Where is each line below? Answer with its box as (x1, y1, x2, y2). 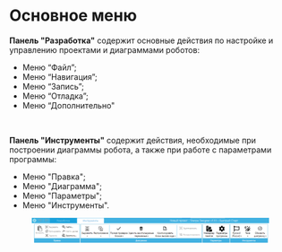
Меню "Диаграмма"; (21, 180, 103, 191)
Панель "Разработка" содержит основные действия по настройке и (9, 35, 274, 46)
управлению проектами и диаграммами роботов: (9, 44, 200, 55)
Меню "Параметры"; (21, 190, 103, 201)
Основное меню (9, 5, 137, 26)
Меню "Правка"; (21, 171, 87, 182)
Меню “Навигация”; (21, 71, 98, 82)
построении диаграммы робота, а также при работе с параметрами (9, 144, 272, 155)
